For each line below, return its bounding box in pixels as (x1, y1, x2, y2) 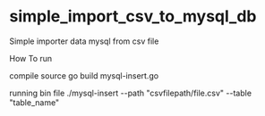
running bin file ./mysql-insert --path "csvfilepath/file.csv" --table (9, 87, 252, 98)
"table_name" (9, 96, 60, 108)
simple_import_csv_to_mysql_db (9, 6, 257, 27)
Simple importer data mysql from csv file (9, 36, 159, 46)
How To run (9, 53, 53, 63)
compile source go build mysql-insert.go (9, 70, 159, 81)
